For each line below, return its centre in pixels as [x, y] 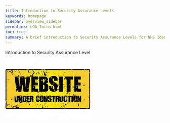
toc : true [16, 32]
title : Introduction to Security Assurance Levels [60, 11]
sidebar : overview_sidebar [34, 21]
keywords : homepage [26, 16]
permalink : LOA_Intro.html [34, 27]
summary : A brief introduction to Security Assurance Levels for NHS [80, 37]
